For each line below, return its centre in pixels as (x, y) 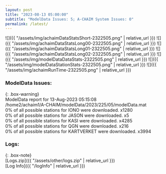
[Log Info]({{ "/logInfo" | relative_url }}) (45, 165)
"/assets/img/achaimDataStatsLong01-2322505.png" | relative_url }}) (83, 49)
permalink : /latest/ (27, 24)
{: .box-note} (18, 155)
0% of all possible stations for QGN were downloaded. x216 (67, 126)
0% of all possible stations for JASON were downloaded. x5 (67, 115)
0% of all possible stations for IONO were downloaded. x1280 (69, 110)
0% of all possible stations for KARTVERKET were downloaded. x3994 (78, 131)
